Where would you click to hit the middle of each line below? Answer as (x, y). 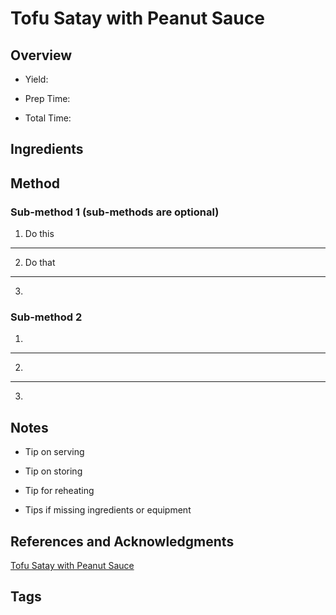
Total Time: (48, 118)
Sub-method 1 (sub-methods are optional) (115, 212)
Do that (40, 263)
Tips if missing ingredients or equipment (108, 510)
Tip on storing (53, 471)
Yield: (36, 79)
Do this (39, 234)
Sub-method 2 (46, 317)
